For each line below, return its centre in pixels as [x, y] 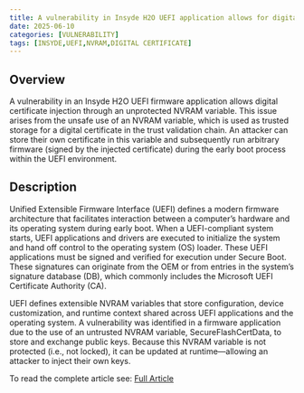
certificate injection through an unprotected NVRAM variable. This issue [143, 111]
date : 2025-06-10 [42, 26]
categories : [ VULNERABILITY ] [64, 34]
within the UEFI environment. [63, 159]
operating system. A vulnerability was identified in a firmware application [145, 323]
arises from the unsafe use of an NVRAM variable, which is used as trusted [149, 121]
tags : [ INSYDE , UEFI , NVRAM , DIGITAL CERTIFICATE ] [101, 43]
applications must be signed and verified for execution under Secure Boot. [148, 257]
